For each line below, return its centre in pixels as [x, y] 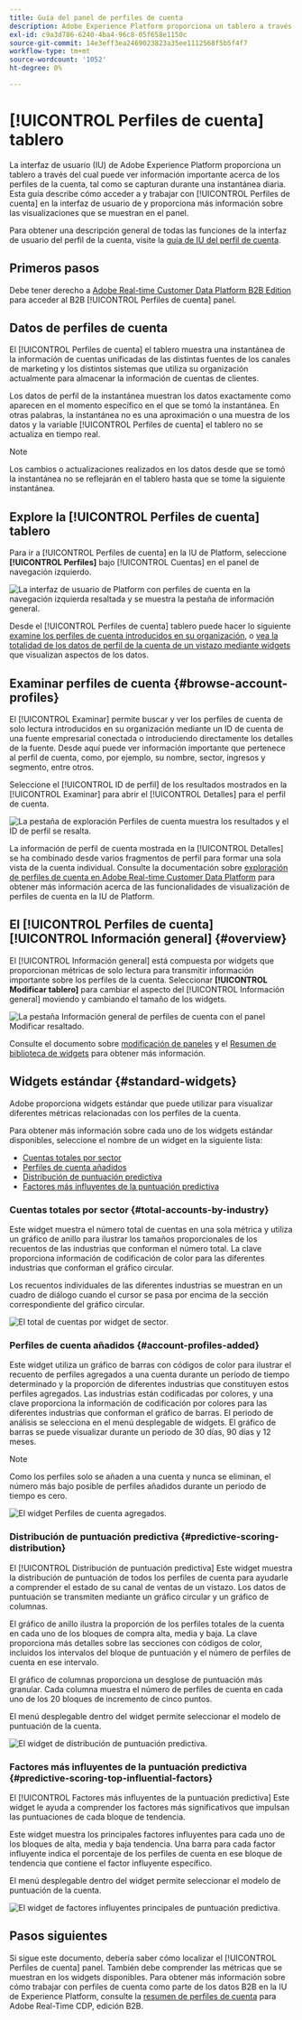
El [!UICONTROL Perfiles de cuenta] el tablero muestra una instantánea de [147, 349]
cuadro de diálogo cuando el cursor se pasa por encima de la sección [139, 1294]
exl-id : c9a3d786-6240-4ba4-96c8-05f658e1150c [98, 34]
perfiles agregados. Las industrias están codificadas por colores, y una [141, 1394]
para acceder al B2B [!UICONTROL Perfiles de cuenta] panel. [123, 300]
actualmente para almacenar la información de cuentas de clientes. [134, 378]
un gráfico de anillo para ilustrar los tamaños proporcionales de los [133, 1239]
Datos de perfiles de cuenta [89, 328]
